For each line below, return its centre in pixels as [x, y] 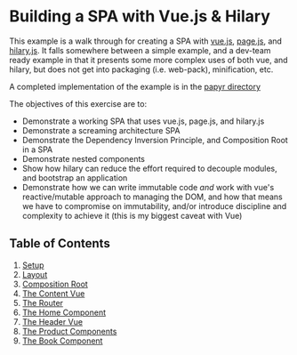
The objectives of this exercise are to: [78, 103]
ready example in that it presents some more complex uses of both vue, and [148, 60]
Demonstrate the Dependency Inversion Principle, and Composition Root [155, 140]
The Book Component [62, 341]
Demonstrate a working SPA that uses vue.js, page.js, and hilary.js [143, 121]
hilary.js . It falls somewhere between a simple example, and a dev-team [140, 50]
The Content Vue [53, 293]
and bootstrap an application [75, 177]
